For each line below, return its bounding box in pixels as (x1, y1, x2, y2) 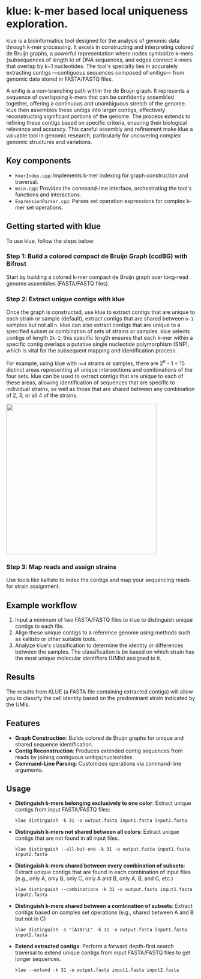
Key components (6, 155, 71, 166)
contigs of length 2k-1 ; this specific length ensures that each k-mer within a (6, 334, 193, 342)
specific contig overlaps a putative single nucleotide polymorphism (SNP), (6, 340, 190, 348)
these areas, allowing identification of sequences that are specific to (6, 378, 175, 386)
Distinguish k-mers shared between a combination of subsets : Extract (14, 902, 193, 910)
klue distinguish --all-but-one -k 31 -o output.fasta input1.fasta (14, 846, 190, 852)
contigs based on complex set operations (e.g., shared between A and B (14, 909, 194, 916)
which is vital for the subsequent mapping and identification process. (6, 347, 177, 354)
